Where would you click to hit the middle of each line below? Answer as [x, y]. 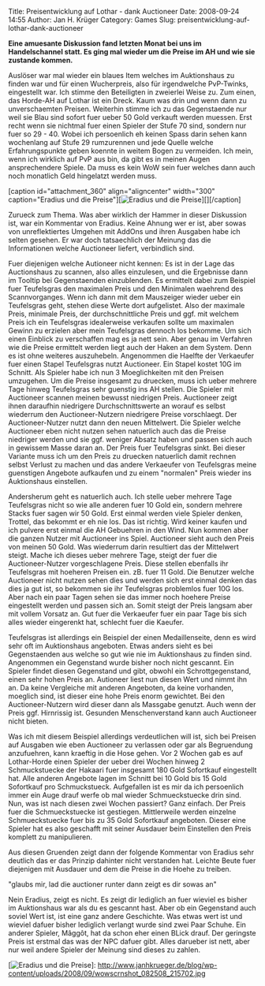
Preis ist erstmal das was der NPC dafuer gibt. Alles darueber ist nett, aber [129, 941]
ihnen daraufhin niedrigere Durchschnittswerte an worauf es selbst [117, 406]
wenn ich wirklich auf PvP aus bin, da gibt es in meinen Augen [109, 159]
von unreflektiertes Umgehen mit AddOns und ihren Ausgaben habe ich [124, 231]
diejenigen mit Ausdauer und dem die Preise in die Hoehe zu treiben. [120, 869]
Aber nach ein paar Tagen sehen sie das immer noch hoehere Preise [119, 597]
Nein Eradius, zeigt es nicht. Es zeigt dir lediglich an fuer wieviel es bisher [128, 899]
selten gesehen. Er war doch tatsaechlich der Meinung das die [110, 240]
